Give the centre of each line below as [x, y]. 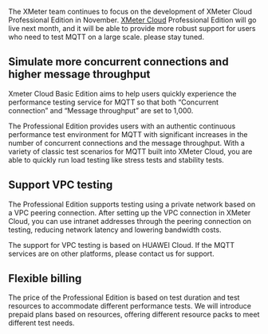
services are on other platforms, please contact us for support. [111, 253]
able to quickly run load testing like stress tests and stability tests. [116, 159]
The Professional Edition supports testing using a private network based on [132, 204]
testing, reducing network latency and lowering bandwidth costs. [115, 230]
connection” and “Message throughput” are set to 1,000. [101, 110]
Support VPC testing [61, 185]
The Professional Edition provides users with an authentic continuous [122, 126]
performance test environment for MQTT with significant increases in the [128, 134]
